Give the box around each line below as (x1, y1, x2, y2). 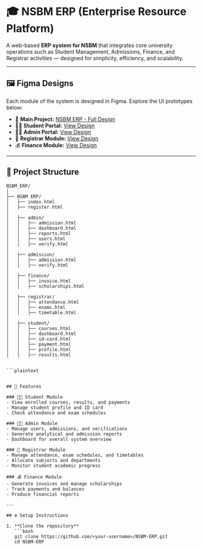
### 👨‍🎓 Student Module (6, 394, 63, 400)
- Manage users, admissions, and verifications (6, 426, 128, 432)
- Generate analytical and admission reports (6, 431, 122, 437)
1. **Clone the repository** (6, 523, 79, 529)
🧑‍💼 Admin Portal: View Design (14, 128, 91, 136)
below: (6, 104, 23, 111)
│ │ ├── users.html (6, 236, 66, 242)
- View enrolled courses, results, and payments (6, 399, 130, 405)
